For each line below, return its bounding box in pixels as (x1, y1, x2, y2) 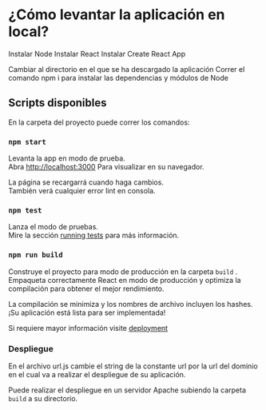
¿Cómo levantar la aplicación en (8, 6, 225, 24)
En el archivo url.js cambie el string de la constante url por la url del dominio (8, 361, 258, 371)
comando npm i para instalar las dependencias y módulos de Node (8, 73, 229, 82)
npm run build (8, 250, 63, 260)
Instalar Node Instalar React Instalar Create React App (8, 49, 186, 58)
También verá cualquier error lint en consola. (8, 186, 156, 196)
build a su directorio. (8, 393, 78, 403)
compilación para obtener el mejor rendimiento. (8, 284, 165, 293)
